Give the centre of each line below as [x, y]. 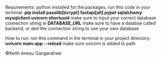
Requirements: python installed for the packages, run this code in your [78, 7]
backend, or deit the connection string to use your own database [72, 28]
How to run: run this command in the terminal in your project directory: [78, 38]
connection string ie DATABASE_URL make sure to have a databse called [80, 23]
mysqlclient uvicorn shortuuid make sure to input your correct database [81, 18]
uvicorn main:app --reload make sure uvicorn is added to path [70, 43]
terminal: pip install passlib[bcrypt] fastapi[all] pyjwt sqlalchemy [74, 12]
